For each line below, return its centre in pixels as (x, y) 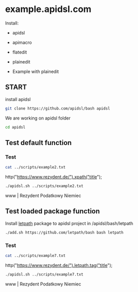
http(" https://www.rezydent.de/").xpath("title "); (54, 177)
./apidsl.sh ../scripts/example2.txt (44, 186)
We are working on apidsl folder (38, 118)
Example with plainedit (35, 71)
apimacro (22, 42)
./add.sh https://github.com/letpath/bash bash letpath (64, 232)
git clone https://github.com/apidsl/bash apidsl (58, 108)
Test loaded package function (53, 211)
